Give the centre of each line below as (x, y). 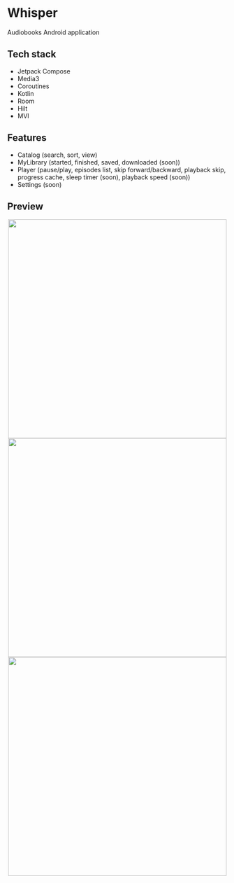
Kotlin (25, 93)
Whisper (32, 13)
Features (27, 138)
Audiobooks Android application (53, 32)
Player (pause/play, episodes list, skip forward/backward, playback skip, (122, 169)
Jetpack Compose (44, 71)
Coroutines (33, 86)
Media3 (28, 78)
